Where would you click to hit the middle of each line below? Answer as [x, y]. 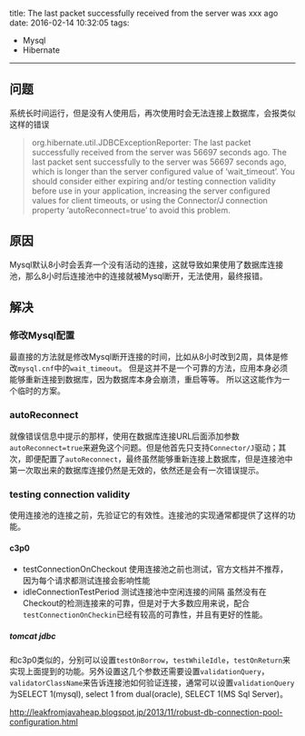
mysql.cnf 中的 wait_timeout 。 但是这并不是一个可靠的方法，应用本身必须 [153, 368]
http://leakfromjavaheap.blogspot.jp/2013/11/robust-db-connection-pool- [146, 712]
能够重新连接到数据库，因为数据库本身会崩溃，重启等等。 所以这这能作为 [146, 380]
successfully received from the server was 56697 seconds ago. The [159, 152]
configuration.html [44, 722]
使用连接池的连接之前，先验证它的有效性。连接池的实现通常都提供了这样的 [148, 515]
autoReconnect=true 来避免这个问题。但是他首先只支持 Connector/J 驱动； [144, 447]
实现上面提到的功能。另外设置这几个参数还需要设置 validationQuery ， [139, 671]
